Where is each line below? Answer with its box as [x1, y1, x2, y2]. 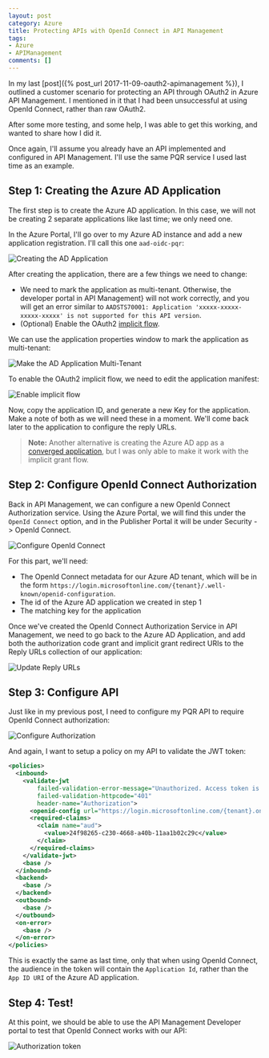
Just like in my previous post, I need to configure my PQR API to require [8, 707, 244, 717]
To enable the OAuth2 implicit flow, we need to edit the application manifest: [8, 374, 259, 384]
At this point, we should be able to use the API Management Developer [8, 1017, 242, 1027]
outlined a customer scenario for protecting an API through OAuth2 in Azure [8, 87, 259, 96]
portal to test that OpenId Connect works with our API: [8, 1026, 187, 1036]
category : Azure [8, 19, 62, 27]
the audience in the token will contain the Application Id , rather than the [8, 964, 249, 974]
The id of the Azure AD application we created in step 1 [19, 597, 202, 607]
